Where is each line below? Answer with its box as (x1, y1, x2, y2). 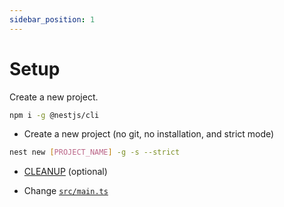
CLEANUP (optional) (23, 166, 108, 178)
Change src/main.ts (23, 185, 109, 197)
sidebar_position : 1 (9, 14, 96, 25)
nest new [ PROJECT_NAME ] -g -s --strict (9, 147, 181, 158)
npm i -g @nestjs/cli (9, 110, 100, 120)
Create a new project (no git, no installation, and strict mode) (23, 128, 275, 140)
